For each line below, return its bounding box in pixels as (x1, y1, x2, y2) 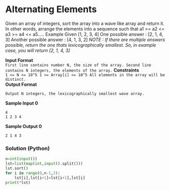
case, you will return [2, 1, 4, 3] (5, 47, 70, 53)
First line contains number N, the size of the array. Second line (5, 62, 152, 68)
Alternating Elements (5, 4, 97, 15)
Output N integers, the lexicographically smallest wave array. (5, 91, 145, 96)
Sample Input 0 (5, 100, 38, 106)
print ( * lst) (5, 180, 31, 185)
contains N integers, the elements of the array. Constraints (5, 67, 139, 73)
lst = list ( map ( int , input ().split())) (5, 161, 83, 166)
